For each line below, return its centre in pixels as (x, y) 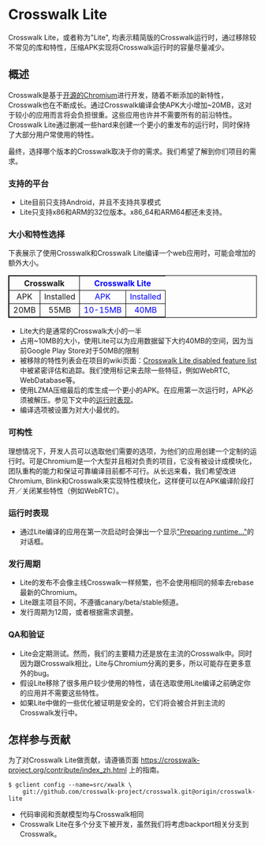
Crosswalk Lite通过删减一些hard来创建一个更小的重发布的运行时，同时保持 (129, 125)
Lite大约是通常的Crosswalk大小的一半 (80, 331)
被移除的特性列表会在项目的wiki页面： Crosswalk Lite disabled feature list (138, 361)
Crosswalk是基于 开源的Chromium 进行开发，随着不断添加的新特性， (118, 95)
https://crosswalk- (170, 760)
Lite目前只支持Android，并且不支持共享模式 (90, 202)
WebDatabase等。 (50, 380)
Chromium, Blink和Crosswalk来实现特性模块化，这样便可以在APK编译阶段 (128, 481)
